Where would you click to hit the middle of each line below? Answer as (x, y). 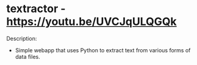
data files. (28, 56)
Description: (22, 38)
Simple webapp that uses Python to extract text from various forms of (103, 50)
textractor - (36, 9)
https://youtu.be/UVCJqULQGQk (91, 22)
